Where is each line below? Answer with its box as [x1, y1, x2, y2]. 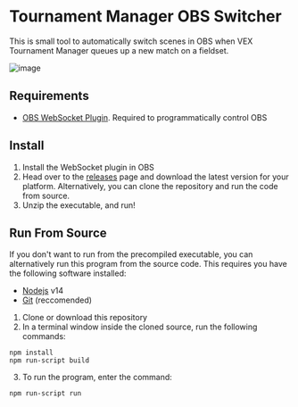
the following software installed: [9, 268, 127, 278]
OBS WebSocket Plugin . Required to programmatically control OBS [21, 112, 268, 122]
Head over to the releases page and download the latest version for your [21, 171, 290, 182]
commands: [21, 331, 66, 342]
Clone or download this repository [21, 312, 148, 323]
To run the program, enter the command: [21, 372, 172, 383]
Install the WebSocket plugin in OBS [21, 162, 154, 172]
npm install [9, 348, 54, 358]
